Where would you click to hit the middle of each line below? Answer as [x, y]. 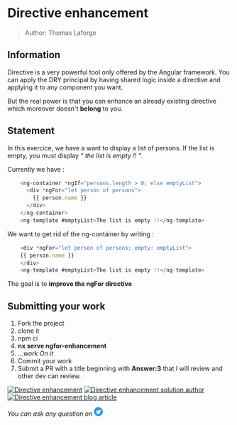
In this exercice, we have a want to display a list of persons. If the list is [111, 148]
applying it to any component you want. [65, 87]
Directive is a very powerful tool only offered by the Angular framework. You [119, 72]
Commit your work [45, 361]
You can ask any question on [50, 414]
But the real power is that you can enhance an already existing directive [112, 101]
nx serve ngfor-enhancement [62, 346]
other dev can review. [49, 376]
